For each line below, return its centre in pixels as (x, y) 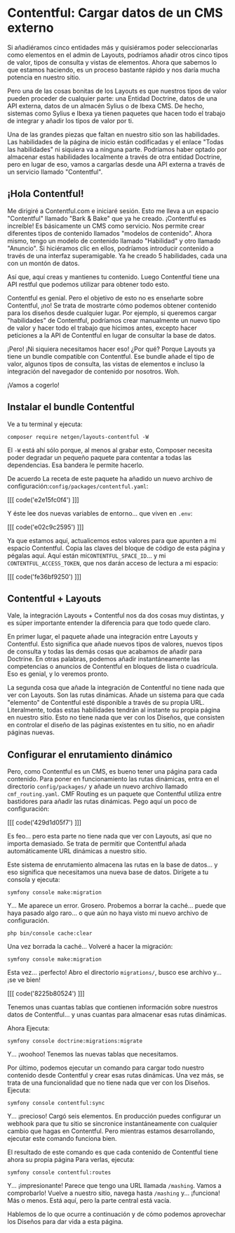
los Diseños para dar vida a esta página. (65, 1222)
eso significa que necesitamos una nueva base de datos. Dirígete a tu (108, 872)
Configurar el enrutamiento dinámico (90, 754)
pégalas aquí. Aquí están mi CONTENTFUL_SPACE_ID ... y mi (87, 555)
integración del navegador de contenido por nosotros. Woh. (94, 371)
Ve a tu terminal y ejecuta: (45, 424)
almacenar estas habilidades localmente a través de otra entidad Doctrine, (115, 157)
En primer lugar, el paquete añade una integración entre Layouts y (103, 637)
